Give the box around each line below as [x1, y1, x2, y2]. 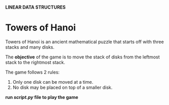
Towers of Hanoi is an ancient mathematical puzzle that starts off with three [5, 39, 164, 45]
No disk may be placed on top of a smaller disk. [12, 84, 113, 90]
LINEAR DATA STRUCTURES [5, 4, 66, 10]
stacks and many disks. [5, 44, 55, 50]
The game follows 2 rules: [5, 69, 60, 75]
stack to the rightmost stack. [5, 59, 65, 65]
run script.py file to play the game [5, 94, 78, 100]
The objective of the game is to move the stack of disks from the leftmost [5, 54, 160, 60]
